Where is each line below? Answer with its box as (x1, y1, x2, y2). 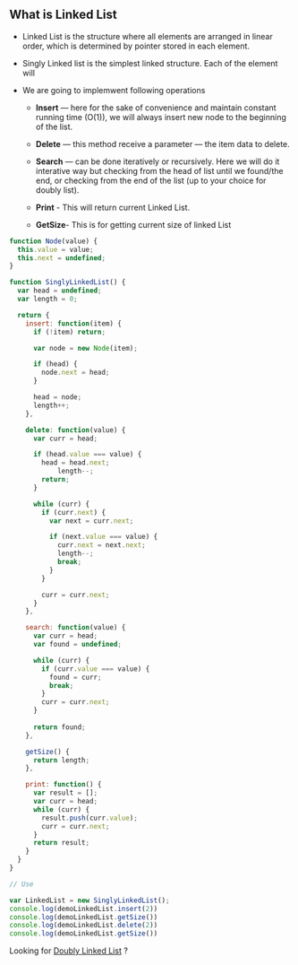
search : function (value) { (25, 623, 126, 632)
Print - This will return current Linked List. (35, 202, 191, 213)
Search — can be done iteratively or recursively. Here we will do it (35, 156, 280, 167)
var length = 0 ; (17, 295, 78, 304)
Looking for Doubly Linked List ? (9, 945, 128, 956)
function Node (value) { (9, 237, 98, 246)
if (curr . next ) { (41, 508, 106, 517)
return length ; (32, 755, 90, 765)
